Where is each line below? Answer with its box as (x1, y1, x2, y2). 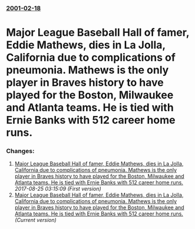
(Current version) (14, 217, 57, 224)
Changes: (6, 147, 35, 155)
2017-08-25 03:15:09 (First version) (14, 185, 101, 193)
